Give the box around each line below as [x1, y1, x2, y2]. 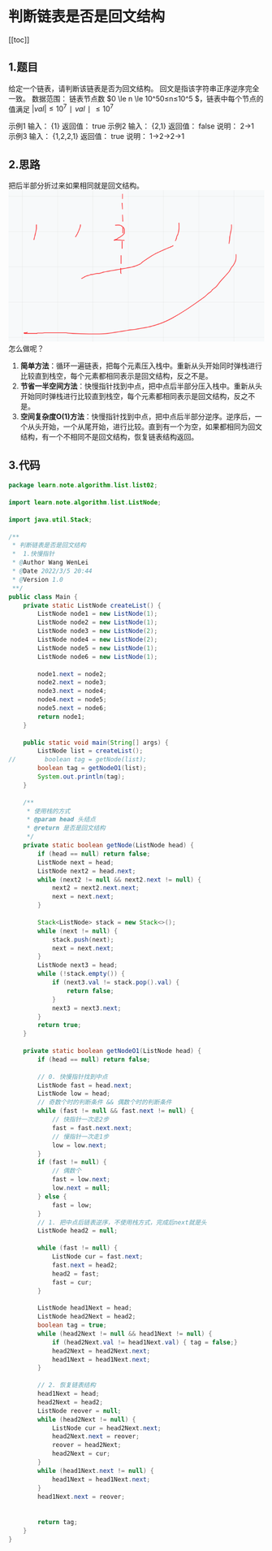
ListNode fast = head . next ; [37, 1081, 132, 1090]
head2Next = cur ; [51, 1449, 111, 1458]
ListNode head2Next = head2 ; [37, 1313, 136, 1321]
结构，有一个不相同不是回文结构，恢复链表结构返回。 [19, 432, 199, 442]
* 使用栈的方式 [26, 807, 71, 815]
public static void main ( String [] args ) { [23, 739, 169, 747]
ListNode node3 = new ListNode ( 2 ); [37, 627, 158, 635]
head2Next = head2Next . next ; [51, 1346, 151, 1355]
